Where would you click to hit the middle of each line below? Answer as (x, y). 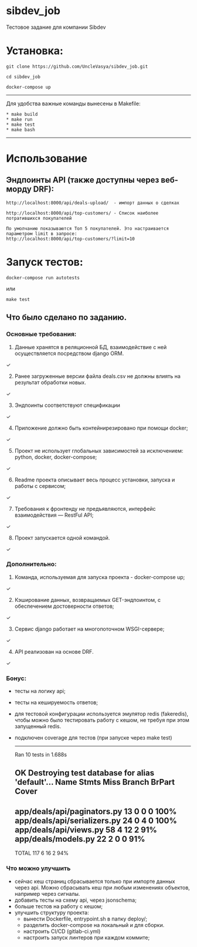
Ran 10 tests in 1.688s (41, 755)
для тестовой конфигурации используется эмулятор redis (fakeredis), (101, 714)
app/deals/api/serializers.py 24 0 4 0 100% (96, 820)
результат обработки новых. (50, 382)
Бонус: (16, 678)
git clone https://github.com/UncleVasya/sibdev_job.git (77, 66)
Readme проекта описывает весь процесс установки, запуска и (95, 480)
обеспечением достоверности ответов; (64, 606)
